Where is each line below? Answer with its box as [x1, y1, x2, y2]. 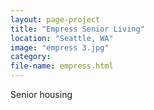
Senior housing [10, 89, 73, 100]
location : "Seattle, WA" [10, 33, 114, 43]
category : [10, 52, 52, 62]
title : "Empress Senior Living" [10, 24, 145, 34]
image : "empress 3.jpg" [10, 42, 110, 53]
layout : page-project [10, 14, 101, 25]
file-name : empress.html [10, 61, 114, 71]
